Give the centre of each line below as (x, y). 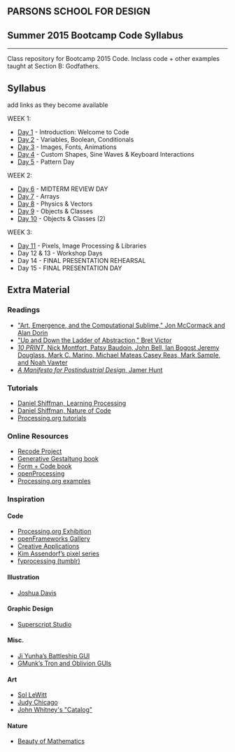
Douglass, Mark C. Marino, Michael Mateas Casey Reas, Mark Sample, (119, 355)
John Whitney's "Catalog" (55, 710)
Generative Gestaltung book (58, 459)
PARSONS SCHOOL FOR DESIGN (79, 12)
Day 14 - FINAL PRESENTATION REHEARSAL (81, 261)
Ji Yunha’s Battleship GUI (54, 656)
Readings (24, 310)
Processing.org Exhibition (54, 532)
